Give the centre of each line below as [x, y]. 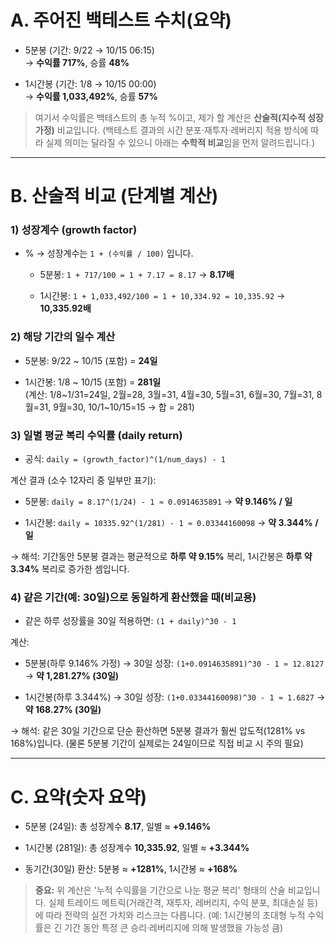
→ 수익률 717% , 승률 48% [77, 62]
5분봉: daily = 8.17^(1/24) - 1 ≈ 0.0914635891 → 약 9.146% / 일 [158, 502]
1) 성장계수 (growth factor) [74, 230]
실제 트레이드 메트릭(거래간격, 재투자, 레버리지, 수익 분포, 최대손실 [176, 903]
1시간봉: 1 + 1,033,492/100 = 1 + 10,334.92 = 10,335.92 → [162, 296]
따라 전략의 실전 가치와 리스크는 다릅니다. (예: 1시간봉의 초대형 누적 [175, 915]
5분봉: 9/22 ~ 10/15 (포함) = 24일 [91, 360]
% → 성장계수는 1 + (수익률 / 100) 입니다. [109, 253]
